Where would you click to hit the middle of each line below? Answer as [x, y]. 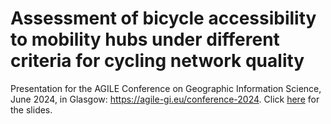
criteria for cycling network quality [157, 61]
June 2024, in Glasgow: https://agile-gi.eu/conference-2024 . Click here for [165, 99]
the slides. [31, 109]
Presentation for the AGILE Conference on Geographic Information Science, [166, 88]
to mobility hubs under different [145, 39]
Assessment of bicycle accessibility [163, 18]
